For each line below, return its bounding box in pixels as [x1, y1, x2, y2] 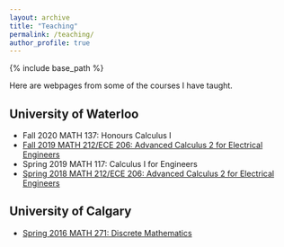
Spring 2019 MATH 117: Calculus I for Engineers [22, 159, 198, 170]
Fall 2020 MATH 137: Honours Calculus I [22, 130, 173, 141]
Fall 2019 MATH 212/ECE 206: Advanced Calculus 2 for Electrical [22, 140, 263, 151]
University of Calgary [9, 204, 132, 219]
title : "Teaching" [9, 22, 78, 31]
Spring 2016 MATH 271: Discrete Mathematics [22, 227, 192, 238]
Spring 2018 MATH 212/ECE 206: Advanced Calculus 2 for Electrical [22, 168, 275, 180]
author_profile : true [9, 38, 91, 48]
